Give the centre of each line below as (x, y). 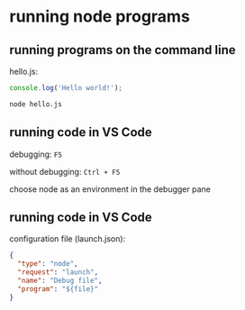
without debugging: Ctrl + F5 (65, 171)
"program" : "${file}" (58, 289)
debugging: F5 (36, 154)
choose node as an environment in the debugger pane (110, 189)
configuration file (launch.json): (68, 239)
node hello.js (36, 104)
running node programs (100, 17)
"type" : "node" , (48, 264)
